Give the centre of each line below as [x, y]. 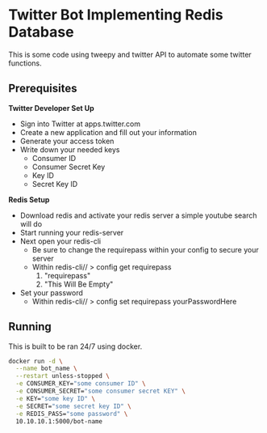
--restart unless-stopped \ [63, 376]
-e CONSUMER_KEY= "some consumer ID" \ [81, 384]
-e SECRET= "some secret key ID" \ [73, 406]
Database [41, 32]
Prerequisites [43, 89]
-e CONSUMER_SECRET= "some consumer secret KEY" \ [100, 391]
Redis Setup [29, 199]
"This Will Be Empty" [79, 284]
